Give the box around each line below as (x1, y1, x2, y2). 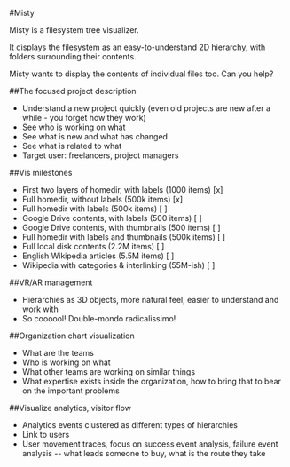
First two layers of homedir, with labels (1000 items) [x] (21, 185, 223, 194)
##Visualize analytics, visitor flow (9, 403, 131, 413)
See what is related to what (21, 141, 122, 151)
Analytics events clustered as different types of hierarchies (21, 420, 238, 430)
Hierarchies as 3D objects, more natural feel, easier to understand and (21, 295, 279, 305)
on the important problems (21, 385, 120, 396)
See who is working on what (21, 122, 126, 132)
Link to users (21, 430, 70, 439)
